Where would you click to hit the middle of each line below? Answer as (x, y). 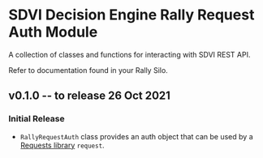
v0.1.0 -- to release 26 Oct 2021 (89, 96)
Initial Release (37, 119)
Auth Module (53, 32)
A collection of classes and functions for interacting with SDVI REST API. (129, 54)
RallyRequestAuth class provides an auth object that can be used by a (136, 136)
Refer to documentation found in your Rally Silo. (88, 70)
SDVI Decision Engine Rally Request (131, 15)
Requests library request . (62, 145)
